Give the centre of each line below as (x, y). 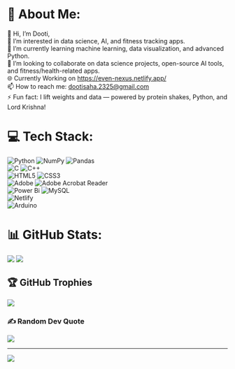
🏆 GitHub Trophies (50, 283)
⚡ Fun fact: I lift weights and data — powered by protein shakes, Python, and (117, 96)
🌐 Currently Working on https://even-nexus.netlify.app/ (87, 78)
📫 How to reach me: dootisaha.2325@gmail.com (78, 86)
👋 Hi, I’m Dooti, (29, 34)
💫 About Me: (44, 14)
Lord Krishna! (27, 107)
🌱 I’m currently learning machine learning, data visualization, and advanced (116, 48)
